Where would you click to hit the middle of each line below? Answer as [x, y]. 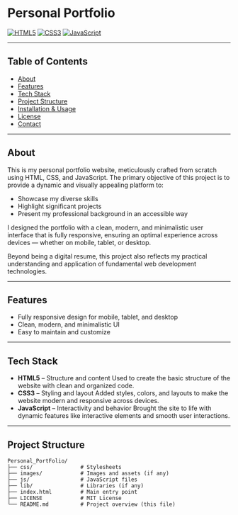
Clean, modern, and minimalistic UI [69, 324]
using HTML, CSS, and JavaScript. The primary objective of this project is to [119, 177]
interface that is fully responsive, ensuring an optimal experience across [113, 234]
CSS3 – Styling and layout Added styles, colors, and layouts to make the [123, 393]
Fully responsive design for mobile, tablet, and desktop [98, 317]
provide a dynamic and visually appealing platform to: [86, 185]
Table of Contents [48, 62]
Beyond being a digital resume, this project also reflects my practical [107, 256]
